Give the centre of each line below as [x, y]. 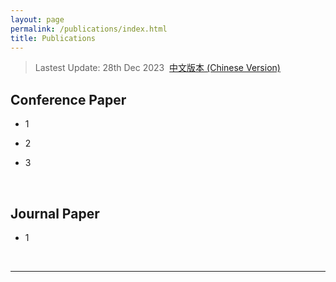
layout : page [37, 19]
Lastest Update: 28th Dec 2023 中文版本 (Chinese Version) [157, 68]
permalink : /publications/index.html [89, 29]
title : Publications [53, 38]
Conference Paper [68, 99]
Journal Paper [55, 213]
